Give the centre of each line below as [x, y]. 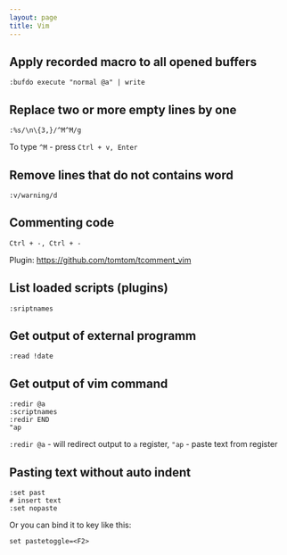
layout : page [33, 17]
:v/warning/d [33, 195]
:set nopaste [33, 509]
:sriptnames [31, 309]
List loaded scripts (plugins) [89, 288]
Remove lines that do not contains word [121, 175]
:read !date [31, 356]
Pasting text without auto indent [100, 472]
